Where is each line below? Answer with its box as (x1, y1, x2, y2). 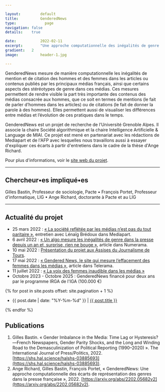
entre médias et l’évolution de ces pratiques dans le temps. (5, 112, 124, 118)
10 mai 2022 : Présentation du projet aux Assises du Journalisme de (12, 247, 150, 253)
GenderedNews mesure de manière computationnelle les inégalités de (5, 70, 147, 76)
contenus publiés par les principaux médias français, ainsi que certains (5, 81, 149, 87)
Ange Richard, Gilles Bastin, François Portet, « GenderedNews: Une (12, 366, 149, 372)
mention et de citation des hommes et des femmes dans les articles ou (5, 75, 148, 81)
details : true (5, 30, 41, 35)
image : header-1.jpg (5, 52, 67, 57)
